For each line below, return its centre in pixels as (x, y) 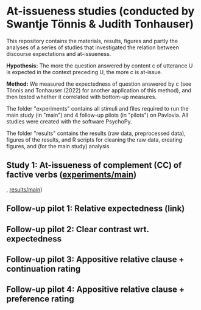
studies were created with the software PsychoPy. (69, 121)
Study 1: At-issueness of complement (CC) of (94, 165)
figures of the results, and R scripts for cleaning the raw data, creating (94, 139)
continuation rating (44, 269)
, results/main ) (24, 189)
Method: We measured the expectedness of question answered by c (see (99, 84)
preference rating (40, 299)
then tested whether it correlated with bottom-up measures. (82, 97)
